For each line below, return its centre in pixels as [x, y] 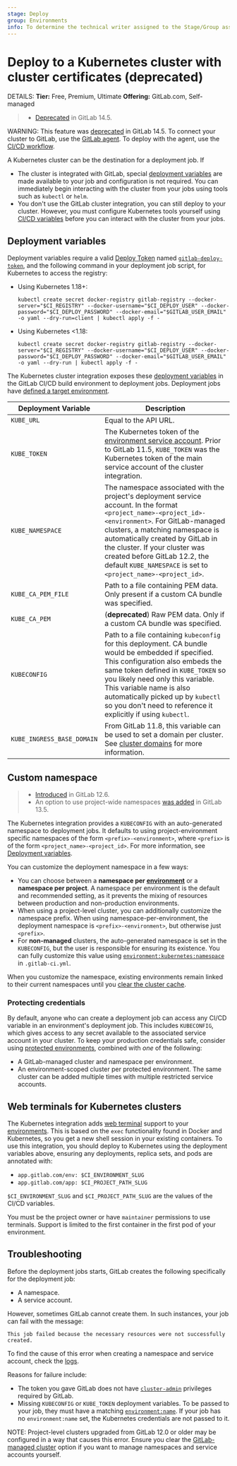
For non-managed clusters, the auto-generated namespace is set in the [122, 940]
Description [165, 408]
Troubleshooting [45, 1254]
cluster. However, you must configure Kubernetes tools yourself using [119, 211]
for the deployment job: [41, 1279]
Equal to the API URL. [140, 420]
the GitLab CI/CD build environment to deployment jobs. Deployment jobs [114, 384]
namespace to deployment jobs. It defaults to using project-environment [113, 830]
